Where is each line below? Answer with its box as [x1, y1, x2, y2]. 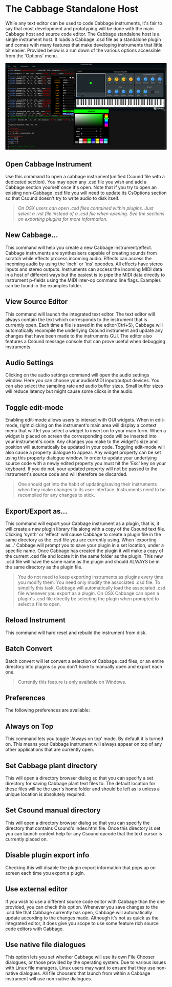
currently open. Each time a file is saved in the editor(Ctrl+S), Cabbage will [5, 322, 163, 328]
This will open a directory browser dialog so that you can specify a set [5, 775, 154, 781]
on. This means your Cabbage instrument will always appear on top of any [5, 741, 162, 747]
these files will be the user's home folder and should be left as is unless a [5, 786, 160, 792]
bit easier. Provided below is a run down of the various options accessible [5, 47, 161, 53]
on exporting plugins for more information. [17, 216, 107, 222]
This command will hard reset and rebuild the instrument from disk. [5, 629, 147, 636]
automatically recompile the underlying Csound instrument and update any [5, 327, 163, 333]
